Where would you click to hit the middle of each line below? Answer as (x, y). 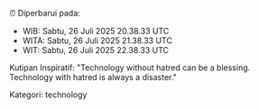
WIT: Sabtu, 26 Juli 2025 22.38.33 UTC (96, 50)
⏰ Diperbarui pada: (45, 13)
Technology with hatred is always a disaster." (93, 77)
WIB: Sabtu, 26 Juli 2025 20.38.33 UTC (96, 31)
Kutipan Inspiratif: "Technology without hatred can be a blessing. (130, 68)
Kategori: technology (48, 95)
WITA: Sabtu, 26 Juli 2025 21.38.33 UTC (97, 41)
